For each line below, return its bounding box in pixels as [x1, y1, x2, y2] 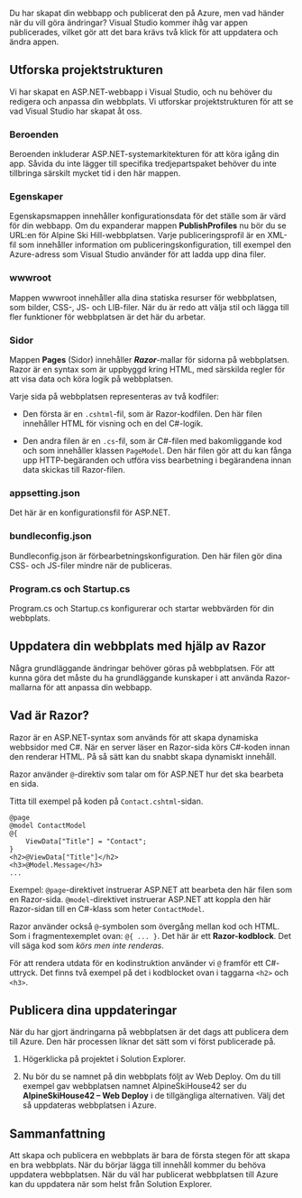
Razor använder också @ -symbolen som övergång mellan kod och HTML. [9, 920, 280, 932]
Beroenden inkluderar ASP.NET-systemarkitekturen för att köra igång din [9, 149, 279, 160]
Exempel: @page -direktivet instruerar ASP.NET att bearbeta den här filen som [9, 884, 293, 895]
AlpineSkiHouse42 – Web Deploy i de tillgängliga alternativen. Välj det [22, 1091, 286, 1101]
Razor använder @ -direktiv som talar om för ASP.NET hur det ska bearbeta [9, 769, 284, 779]
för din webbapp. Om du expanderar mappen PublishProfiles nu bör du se [9, 220, 287, 231]
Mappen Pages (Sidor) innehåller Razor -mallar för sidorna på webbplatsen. [9, 355, 290, 364]
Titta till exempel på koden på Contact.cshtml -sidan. [9, 796, 204, 806]
